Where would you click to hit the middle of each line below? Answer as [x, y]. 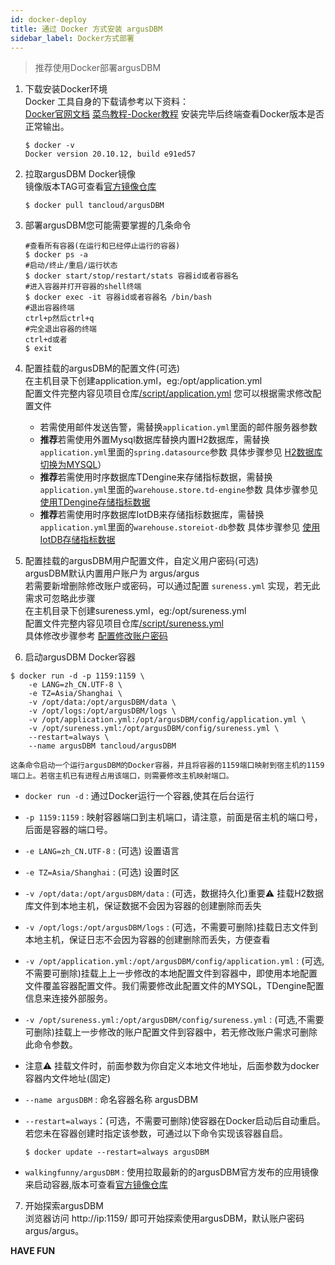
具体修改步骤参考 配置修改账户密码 [96, 636]
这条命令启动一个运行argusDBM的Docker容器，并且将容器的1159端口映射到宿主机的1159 [167, 766]
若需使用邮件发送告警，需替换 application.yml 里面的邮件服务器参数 [178, 427]
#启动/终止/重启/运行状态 [71, 266]
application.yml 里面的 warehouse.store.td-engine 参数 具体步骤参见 [178, 490]
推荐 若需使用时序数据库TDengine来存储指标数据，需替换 [156, 477]
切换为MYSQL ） [73, 465]
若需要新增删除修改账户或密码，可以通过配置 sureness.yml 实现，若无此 [172, 586]
